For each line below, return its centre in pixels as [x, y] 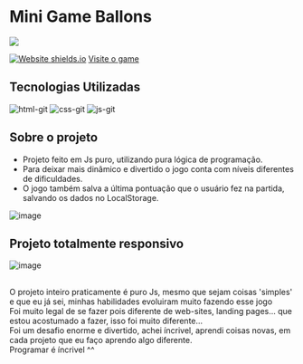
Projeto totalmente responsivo [96, 243]
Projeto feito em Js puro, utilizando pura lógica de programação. [142, 159]
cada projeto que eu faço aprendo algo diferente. [101, 340]
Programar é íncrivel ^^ [52, 350]
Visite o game [114, 58]
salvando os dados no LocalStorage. [90, 197]
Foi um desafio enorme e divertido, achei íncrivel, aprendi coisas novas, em [150, 330]
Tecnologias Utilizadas [75, 87]
